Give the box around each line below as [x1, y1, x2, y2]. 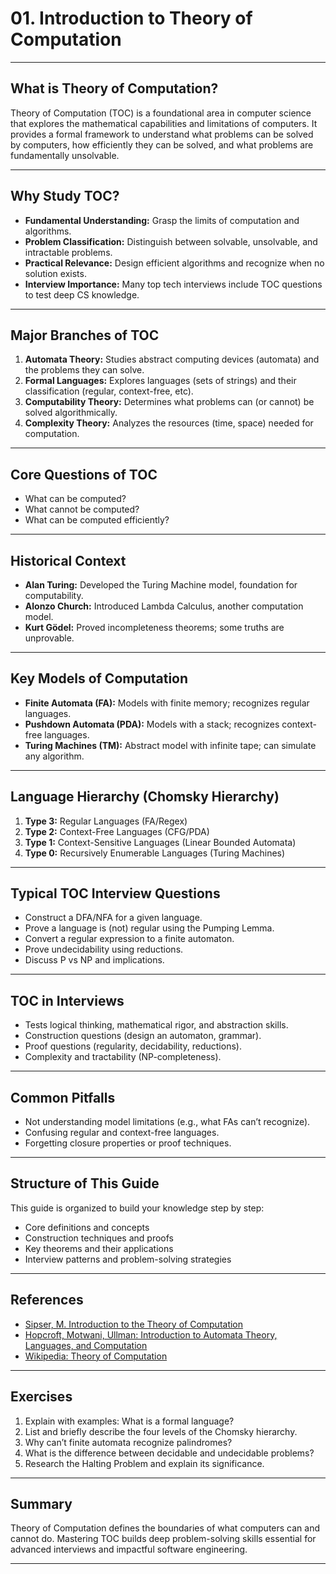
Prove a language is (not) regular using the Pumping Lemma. [24, 922, 275, 934]
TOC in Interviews [10, 992, 125, 1009]
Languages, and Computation [24, 1339, 148, 1351]
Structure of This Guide [10, 1175, 160, 1192]
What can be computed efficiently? [24, 514, 170, 526]
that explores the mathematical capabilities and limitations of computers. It [10, 117, 318, 129]
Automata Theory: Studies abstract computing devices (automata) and [24, 353, 320, 366]
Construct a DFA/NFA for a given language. [24, 912, 203, 924]
